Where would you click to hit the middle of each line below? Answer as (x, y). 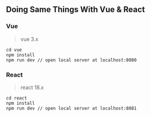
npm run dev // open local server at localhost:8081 (71, 108)
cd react (17, 98)
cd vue (14, 50)
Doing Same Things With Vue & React (75, 10)
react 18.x (32, 87)
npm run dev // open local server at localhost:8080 (71, 60)
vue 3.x (29, 39)
